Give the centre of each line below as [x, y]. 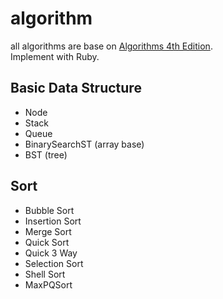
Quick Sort [47, 242]
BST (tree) [46, 154]
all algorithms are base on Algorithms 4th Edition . [111, 46]
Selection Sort [54, 263]
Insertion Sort [53, 221]
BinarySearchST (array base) [84, 144]
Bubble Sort [49, 210]
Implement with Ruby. [55, 56]
